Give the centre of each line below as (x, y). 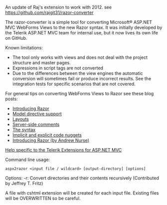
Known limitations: (24, 48)
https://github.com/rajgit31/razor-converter (49, 12)
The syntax (24, 130)
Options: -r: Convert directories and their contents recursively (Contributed (82, 178)
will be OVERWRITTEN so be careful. (43, 198)
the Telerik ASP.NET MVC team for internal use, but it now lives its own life (82, 33)
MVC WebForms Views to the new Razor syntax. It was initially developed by (84, 27)
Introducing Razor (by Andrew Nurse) (51, 140)
